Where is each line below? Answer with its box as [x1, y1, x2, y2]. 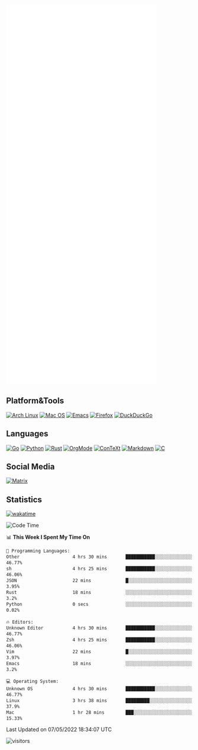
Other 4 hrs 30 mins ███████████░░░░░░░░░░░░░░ [6, 554, 193, 560]
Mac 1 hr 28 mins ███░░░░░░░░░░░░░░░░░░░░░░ [6, 710, 193, 716]
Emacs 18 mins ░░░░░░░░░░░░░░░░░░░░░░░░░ [6, 660, 193, 667]
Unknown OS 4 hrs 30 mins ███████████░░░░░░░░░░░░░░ [6, 686, 193, 692]
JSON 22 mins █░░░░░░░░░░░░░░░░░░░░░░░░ [6, 577, 193, 584]
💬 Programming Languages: [6, 548, 70, 554]
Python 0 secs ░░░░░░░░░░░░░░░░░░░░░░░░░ [6, 601, 193, 608]
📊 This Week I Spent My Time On [6, 534, 90, 541]
